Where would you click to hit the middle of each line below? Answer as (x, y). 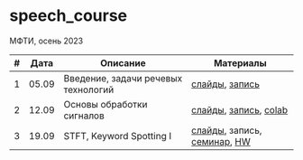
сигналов (84, 116)
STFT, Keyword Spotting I (118, 136)
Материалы (240, 62)
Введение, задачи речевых (123, 78)
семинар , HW (220, 141)
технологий (89, 89)
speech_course (69, 16)
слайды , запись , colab (239, 109)
